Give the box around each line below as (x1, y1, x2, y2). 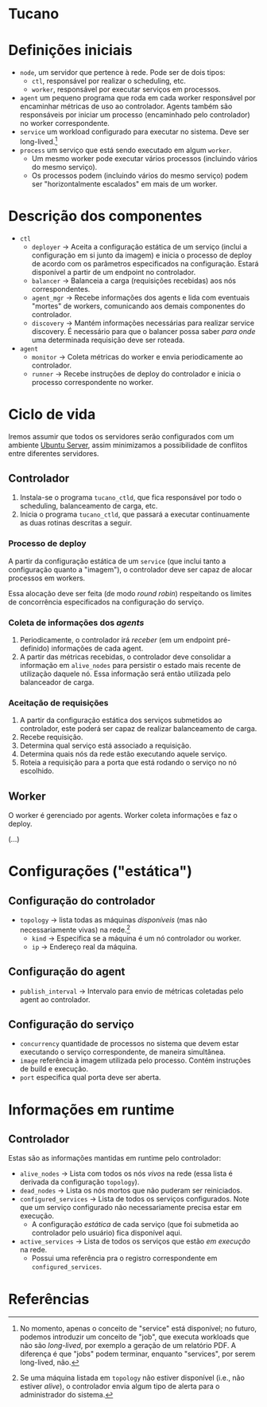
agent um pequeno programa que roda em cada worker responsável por (19, 93, 256, 103)
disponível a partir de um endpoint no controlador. (31, 267, 196, 277)
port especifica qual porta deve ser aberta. (19, 1073, 161, 1083)
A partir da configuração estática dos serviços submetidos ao (19, 715, 222, 725)
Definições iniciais (8, 41, 133, 60)
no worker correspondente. (19, 119, 110, 128)
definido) (19, 643, 50, 654)
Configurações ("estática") (8, 863, 193, 881)
